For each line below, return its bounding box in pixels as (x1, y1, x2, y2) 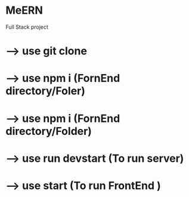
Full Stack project (5, 23, 49, 30)
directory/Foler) (5, 84, 86, 98)
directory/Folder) (5, 124, 92, 138)
